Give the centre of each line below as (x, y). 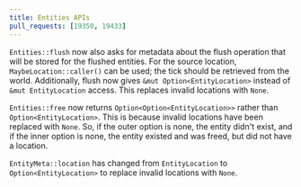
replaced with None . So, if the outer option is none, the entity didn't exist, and (151, 126)
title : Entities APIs (50, 18)
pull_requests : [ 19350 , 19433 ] (68, 26)
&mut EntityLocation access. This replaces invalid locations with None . (139, 90)
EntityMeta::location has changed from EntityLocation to (119, 163)
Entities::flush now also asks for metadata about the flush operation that (147, 51)
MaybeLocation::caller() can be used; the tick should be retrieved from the (150, 71)
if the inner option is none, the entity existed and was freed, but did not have (150, 136)
